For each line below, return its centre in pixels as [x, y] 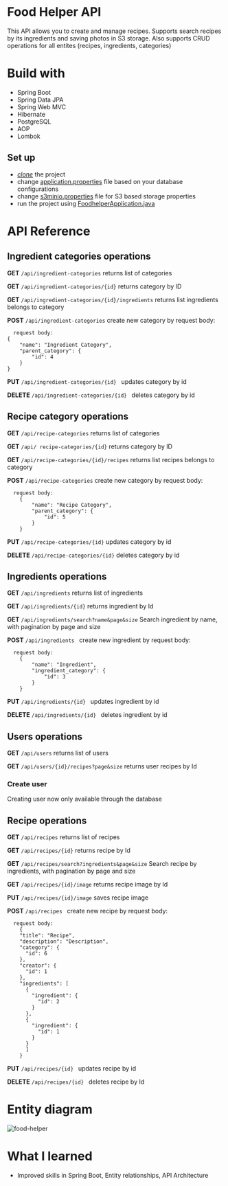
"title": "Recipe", [47, 936]
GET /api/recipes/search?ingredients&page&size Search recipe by [102, 864]
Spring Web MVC [42, 106]
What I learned [50, 1156]
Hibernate [31, 114]
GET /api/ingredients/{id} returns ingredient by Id [80, 606]
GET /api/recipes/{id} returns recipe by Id [69, 851]
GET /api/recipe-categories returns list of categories [83, 433]
